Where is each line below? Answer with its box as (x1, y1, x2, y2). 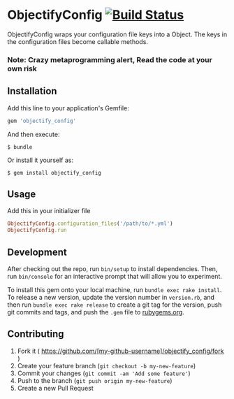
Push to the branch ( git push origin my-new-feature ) (17, 376, 173, 384)
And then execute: (7, 130, 60, 138)
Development (7, 246, 68, 258)
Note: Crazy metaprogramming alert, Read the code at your (7, 55, 213, 64)
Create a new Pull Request (17, 384, 94, 392)
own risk (7, 64, 37, 73)
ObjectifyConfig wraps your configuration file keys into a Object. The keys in (7, 30, 228, 38)
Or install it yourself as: (7, 156, 73, 164)
